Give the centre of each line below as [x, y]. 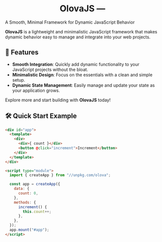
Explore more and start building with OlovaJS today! [58, 100]
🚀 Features [22, 52]
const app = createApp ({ [35, 184]
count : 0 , [28, 193]
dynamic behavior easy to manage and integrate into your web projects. [78, 37]
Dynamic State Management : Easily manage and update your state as [83, 85]
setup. [19, 80]
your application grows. [36, 90]
